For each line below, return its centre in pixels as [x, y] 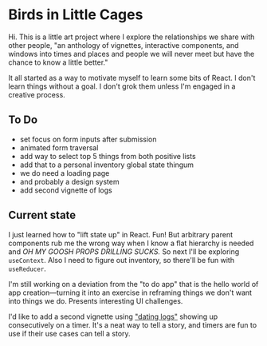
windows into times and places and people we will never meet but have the [132, 54]
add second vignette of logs [66, 190]
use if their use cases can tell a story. [69, 333]
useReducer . [27, 268]
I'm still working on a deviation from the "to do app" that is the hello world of [133, 284]
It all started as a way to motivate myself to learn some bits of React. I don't [132, 78]
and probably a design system [69, 181]
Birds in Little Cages [76, 15]
